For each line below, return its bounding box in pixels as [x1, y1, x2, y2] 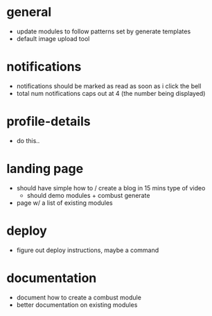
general [6, 4, 52, 20]
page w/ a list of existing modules [16, 199, 113, 207]
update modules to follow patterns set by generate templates [16, 27, 191, 35]
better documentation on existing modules [16, 300, 138, 309]
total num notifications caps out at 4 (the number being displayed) [16, 89, 206, 97]
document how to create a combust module [16, 293, 141, 301]
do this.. [16, 136, 40, 144]
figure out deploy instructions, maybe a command [16, 246, 159, 254]
